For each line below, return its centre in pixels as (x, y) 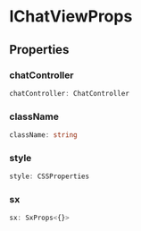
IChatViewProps (71, 17)
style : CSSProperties (50, 176)
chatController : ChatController (69, 93)
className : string (43, 135)
